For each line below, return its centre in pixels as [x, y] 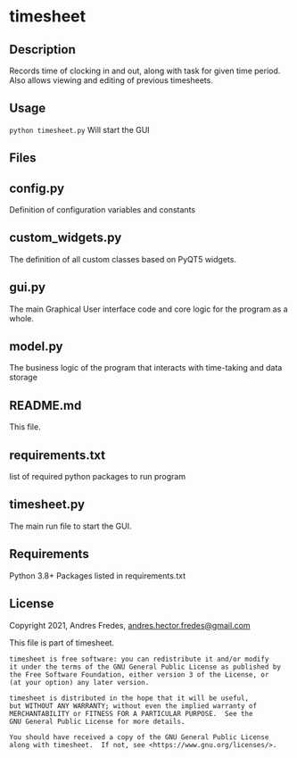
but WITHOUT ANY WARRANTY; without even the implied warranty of [133, 706]
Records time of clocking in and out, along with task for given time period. [145, 71]
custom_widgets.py [66, 238]
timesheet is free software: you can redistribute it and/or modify [139, 659]
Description [42, 50]
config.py [37, 188]
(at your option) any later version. [79, 682]
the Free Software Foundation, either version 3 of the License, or [139, 675]
